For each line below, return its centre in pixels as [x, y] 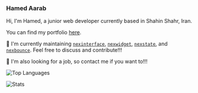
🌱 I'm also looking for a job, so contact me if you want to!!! [77, 62]
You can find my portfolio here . [44, 32]
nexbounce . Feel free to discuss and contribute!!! [64, 50]
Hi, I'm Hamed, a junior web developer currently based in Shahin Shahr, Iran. [99, 21]
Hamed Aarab [26, 8]
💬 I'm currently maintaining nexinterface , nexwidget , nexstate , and [87, 44]
